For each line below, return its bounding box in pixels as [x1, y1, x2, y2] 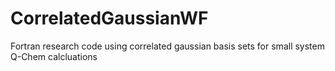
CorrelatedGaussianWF [10, 7, 209, 30]
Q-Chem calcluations [10, 50, 98, 62]
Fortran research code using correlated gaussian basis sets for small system [10, 40, 325, 52]
